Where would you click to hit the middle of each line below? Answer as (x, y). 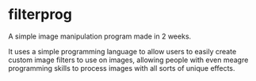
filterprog (40, 15)
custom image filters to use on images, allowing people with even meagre (128, 60)
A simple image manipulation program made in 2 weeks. (100, 36)
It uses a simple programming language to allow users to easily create (122, 51)
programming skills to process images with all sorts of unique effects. (122, 68)
